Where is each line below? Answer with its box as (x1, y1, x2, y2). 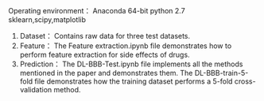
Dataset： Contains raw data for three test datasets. (19, 32, 191, 40)
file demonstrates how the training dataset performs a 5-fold (34, 77, 233, 86)
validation (19, 85, 52, 94)
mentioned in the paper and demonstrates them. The (19, 69, 193, 77)
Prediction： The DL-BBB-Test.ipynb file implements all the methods (19, 59, 243, 69)
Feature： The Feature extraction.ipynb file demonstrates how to (19, 41, 232, 50)
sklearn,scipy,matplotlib (8, 15, 86, 24)
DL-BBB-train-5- (194, 69, 249, 77)
